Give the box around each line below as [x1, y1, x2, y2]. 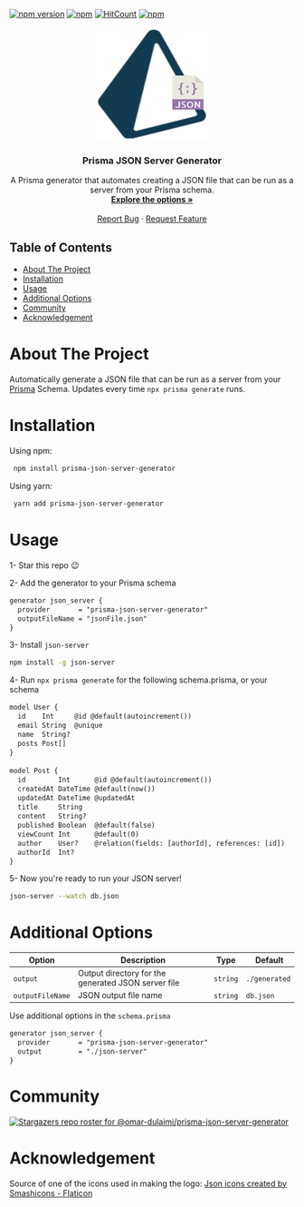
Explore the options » [110, 194, 194, 205]
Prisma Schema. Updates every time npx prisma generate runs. [9, 384, 246, 395]
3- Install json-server [9, 639, 90, 650]
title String [17, 802, 83, 811]
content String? [17, 811, 88, 820]
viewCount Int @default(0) [17, 829, 140, 839]
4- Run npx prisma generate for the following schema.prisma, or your [9, 674, 268, 685]
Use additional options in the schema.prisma [9, 1010, 171, 1021]
